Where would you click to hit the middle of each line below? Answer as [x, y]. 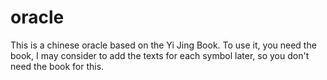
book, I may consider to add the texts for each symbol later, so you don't [160, 55]
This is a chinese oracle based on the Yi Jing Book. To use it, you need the [163, 45]
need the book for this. [57, 66]
